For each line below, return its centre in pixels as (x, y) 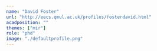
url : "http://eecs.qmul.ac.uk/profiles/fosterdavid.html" (79, 17)
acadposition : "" (27, 22)
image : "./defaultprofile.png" (45, 39)
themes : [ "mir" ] (26, 28)
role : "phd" (21, 33)
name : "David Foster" (33, 11)
